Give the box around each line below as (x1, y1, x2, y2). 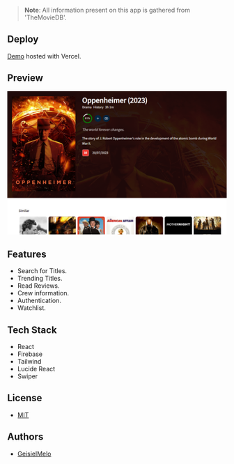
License (7, 392, 42, 404)
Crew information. (17, 289, 70, 297)
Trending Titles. (17, 274, 63, 283)
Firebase (17, 350, 43, 358)
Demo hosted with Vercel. (7, 52, 81, 60)
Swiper (17, 372, 38, 380)
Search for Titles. (17, 267, 68, 275)
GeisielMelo (17, 449, 52, 458)
